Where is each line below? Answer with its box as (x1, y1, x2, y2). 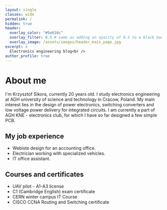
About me (5, 75, 47, 86)
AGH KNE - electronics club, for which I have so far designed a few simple (5, 112, 158, 118)
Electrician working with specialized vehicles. (12, 150, 105, 156)
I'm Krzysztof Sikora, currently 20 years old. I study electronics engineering (5, 91, 160, 97)
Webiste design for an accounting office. (12, 145, 96, 151)
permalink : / (5, 16, 32, 21)
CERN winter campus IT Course (12, 194, 78, 200)
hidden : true (5, 21, 32, 26)
